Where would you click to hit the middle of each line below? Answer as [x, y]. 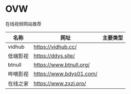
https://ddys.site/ [54, 55]
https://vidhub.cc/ [55, 47]
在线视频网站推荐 [23, 24]
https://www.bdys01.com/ [65, 73]
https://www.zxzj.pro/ [60, 83]
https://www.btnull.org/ [62, 65]
